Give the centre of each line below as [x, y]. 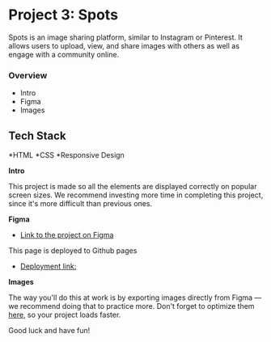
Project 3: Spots [64, 15]
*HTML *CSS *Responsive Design [67, 155]
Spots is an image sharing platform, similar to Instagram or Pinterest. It [125, 37]
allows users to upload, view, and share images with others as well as [124, 45]
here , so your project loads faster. [65, 315]
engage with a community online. [64, 54]
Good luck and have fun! [49, 331]
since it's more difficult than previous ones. [80, 204]
